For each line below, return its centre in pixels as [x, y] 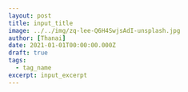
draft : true [28, 53]
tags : [17, 61]
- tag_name [34, 68]
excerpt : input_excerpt [48, 75]
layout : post [30, 16]
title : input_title [41, 23]
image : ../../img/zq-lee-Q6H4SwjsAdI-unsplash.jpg [94, 30]
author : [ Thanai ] [37, 38]
